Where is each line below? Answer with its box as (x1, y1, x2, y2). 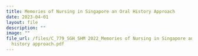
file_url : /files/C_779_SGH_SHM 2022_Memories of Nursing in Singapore (6, 36, 186, 41)
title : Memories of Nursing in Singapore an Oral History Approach (6, 8, 176, 15)
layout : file (6, 19, 38, 25)
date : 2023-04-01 (6, 14, 49, 20)
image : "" (6, 30, 31, 36)
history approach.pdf (11, 41, 65, 47)
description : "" (6, 24, 46, 31)
